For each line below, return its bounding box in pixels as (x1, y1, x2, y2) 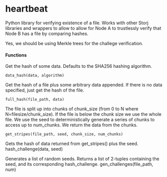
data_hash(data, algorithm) (5, 73, 65, 78)
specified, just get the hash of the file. (5, 87, 85, 94)
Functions (5, 52, 27, 58)
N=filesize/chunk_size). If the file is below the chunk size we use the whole (5, 111, 162, 117)
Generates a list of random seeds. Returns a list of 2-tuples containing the (5, 156, 159, 162)
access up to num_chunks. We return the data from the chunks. (5, 122, 138, 128)
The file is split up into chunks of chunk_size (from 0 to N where (5, 106, 139, 112)
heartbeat (5, 3, 48, 15)
